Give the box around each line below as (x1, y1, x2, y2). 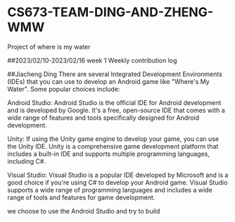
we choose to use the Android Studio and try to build (7, 206, 160, 215)
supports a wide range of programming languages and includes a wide (7, 185, 212, 194)
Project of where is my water (7, 42, 91, 51)
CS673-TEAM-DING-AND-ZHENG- (7, 4, 213, 20)
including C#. (7, 156, 46, 166)
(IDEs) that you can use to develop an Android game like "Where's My (7, 77, 210, 85)
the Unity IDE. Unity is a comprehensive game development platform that (7, 142, 219, 150)
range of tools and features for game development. (7, 193, 155, 202)
